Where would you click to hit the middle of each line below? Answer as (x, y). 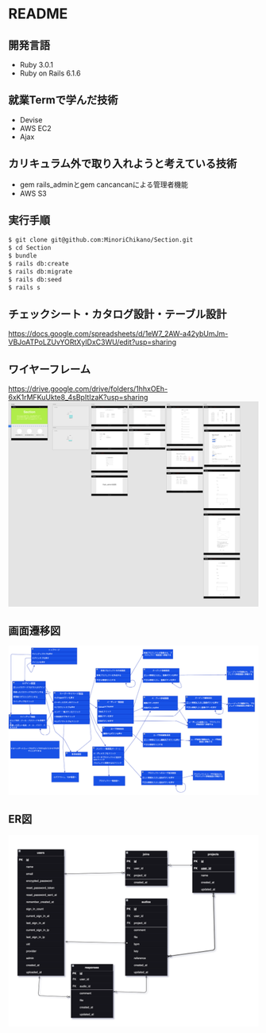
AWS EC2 (35, 128)
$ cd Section (30, 248)
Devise (31, 119)
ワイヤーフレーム (50, 369)
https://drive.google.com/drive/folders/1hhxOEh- (88, 389)
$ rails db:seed (35, 280)
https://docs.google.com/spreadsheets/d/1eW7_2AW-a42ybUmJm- (118, 334)
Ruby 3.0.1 (37, 65)
